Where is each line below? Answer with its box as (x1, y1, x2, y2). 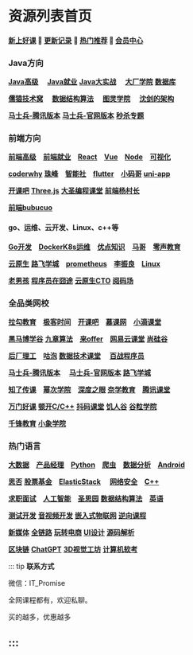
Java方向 (8, 57, 44, 68)
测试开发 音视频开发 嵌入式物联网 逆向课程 (8, 511, 147, 520)
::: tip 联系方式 (8, 562, 55, 571)
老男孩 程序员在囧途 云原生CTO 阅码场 (8, 275, 133, 285)
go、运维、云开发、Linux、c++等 (8, 222, 119, 232)
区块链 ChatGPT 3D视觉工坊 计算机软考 (8, 544, 138, 554)
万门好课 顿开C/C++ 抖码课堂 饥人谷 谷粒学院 (8, 401, 157, 411)
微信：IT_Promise (8, 579, 66, 588)
